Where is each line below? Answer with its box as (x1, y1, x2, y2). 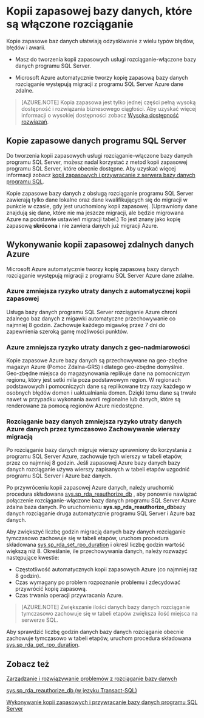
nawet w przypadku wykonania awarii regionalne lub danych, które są (6, 396, 181, 403)
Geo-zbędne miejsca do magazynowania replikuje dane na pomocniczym (6, 370, 190, 377)
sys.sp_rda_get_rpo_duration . (6, 641, 80, 649)
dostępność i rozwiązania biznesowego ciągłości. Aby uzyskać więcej (21, 105, 197, 112)
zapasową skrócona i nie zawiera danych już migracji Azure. (6, 222, 158, 229)
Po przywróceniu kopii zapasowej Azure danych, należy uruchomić (6, 484, 174, 491)
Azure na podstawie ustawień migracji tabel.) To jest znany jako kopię (6, 215, 181, 223)
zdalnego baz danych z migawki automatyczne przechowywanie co (6, 315, 176, 322)
